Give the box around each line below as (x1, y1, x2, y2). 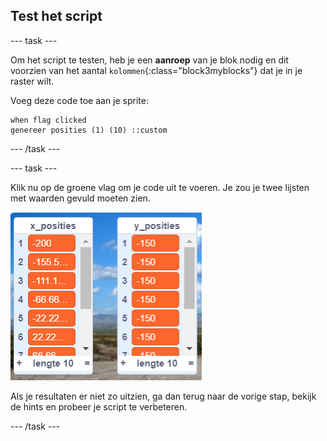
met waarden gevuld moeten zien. (10, 192, 151, 204)
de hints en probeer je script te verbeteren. (10, 400, 188, 413)
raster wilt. (10, 75, 55, 87)
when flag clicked (10, 115, 87, 125)
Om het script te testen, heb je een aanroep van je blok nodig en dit (10, 54, 289, 66)
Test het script (10, 8, 103, 25)
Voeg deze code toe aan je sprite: (10, 94, 150, 106)
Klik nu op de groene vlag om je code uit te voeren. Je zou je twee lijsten (10, 181, 310, 193)
